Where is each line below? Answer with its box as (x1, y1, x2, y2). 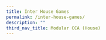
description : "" (6, 19, 46, 25)
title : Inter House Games (6, 8, 69, 15)
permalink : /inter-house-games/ (6, 14, 85, 20)
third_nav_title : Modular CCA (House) (6, 25, 101, 31)
